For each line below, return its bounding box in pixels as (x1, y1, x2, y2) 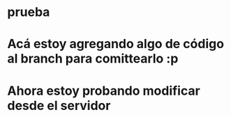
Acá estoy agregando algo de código (7, 36, 225, 52)
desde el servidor (7, 97, 111, 114)
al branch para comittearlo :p (7, 51, 179, 67)
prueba (7, 4, 50, 20)
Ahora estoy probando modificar (7, 83, 200, 98)
